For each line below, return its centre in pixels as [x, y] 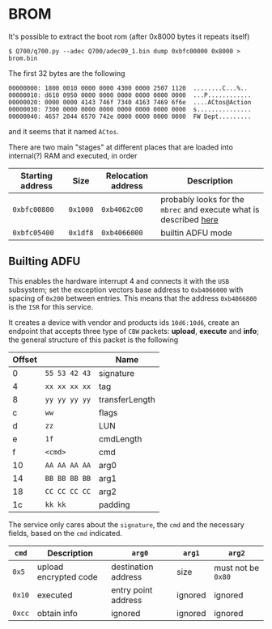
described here [189, 219]
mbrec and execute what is [210, 209]
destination [132, 567]
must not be [237, 568]
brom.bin [23, 58]
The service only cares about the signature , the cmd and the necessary [126, 524]
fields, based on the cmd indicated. [66, 533]
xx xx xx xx [68, 386]
